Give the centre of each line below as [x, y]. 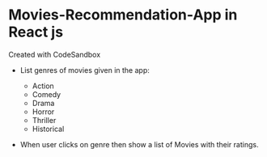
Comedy [47, 94]
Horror [43, 112]
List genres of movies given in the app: [85, 70]
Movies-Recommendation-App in [123, 15]
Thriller [44, 120]
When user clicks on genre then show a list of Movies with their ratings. [139, 144]
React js [36, 32]
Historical [48, 129]
